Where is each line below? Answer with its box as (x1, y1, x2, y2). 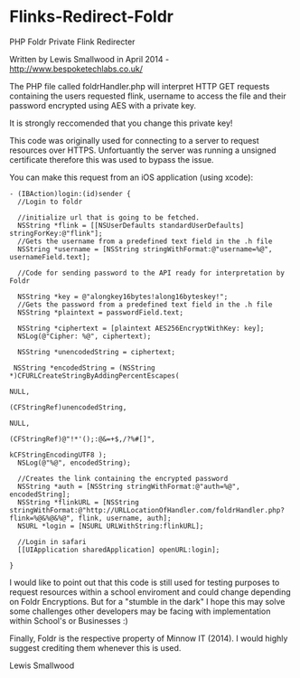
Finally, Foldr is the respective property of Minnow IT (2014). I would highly (9, 633, 288, 644)
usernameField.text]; (9, 252, 91, 261)
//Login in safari (17, 537, 88, 546)
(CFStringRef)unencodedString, (9, 402, 127, 412)
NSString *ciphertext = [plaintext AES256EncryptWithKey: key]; (17, 324, 265, 333)
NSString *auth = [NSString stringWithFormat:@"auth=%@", (17, 482, 241, 491)
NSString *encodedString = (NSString (13, 363, 155, 372)
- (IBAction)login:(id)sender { (9, 189, 131, 198)
